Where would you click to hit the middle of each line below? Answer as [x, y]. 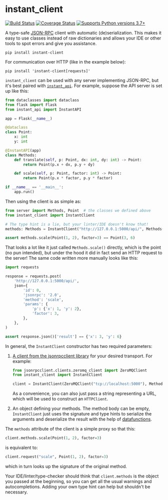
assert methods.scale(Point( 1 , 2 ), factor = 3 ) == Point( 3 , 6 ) [70, 238]
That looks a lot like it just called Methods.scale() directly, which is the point [83, 247]
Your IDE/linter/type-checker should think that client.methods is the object [82, 476]
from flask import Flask [31, 105]
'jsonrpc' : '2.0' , [42, 295]
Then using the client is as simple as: [43, 201]
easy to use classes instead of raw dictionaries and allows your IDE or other [83, 38]
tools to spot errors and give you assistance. [51, 43]
